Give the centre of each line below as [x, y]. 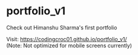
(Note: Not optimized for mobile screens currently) [69, 45]
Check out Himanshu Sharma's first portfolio [62, 27]
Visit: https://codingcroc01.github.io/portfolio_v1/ [67, 39]
